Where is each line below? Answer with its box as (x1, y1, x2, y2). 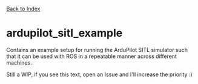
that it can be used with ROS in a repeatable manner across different (6, 53, 177, 60)
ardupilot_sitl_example (6, 27, 123, 40)
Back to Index (6, 5, 41, 12)
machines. (6, 59, 32, 66)
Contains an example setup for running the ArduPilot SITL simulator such (6, 46, 188, 53)
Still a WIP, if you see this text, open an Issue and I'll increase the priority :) (6, 71, 193, 78)
